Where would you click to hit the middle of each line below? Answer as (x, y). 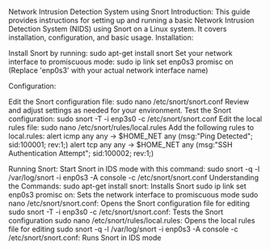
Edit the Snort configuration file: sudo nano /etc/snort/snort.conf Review (129, 102)
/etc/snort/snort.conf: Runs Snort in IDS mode (85, 237)
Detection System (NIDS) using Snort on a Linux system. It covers (118, 29)
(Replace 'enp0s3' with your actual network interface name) (108, 70)
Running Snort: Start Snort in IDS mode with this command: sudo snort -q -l (134, 169)
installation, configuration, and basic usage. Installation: (101, 37)
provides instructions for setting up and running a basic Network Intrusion (131, 20)
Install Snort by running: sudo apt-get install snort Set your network (120, 53)
